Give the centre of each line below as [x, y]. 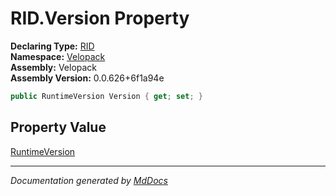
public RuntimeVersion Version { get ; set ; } [106, 96]
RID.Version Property [100, 18]
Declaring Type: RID [52, 46]
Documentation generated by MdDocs [89, 180]
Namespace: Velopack [58, 56]
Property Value [58, 127]
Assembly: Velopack [54, 67]
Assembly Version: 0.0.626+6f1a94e [87, 78]
